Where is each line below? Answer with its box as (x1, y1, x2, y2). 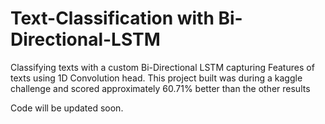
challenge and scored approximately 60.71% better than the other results (10, 82, 311, 94)
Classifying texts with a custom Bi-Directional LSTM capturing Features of (10, 61, 315, 73)
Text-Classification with (10, 7, 215, 30)
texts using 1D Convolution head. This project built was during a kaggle (10, 72, 303, 84)
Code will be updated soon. (10, 102, 124, 114)
